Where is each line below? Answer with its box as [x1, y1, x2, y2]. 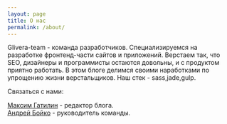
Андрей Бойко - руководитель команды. [7, 108, 130, 118]
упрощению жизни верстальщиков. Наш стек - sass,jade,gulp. [7, 73, 196, 82]
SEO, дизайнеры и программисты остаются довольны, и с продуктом [7, 58, 220, 67]
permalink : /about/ [7, 24, 65, 31]
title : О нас [7, 17, 46, 24]
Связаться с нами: [7, 87, 64, 96]
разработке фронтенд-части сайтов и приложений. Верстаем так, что [7, 51, 221, 59]
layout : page [7, 10, 46, 18]
